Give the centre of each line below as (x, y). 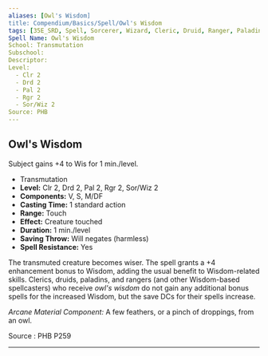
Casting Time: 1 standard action (73, 204)
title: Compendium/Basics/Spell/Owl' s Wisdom (85, 23)
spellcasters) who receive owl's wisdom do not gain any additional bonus (129, 287)
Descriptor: (28, 61)
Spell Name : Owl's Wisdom (51, 38)
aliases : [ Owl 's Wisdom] (49, 16)
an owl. (20, 320)
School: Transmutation (46, 45)
